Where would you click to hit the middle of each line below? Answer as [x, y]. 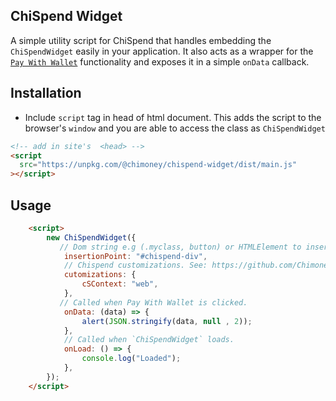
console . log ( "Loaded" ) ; [131, 359]
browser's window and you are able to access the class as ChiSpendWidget [175, 128]
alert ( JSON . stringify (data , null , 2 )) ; [167, 321]
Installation [46, 93]
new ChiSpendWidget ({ [91, 237]
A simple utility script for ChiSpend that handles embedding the [141, 40]
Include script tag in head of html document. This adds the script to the [173, 117]
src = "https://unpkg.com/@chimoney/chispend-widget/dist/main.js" [158, 165]
